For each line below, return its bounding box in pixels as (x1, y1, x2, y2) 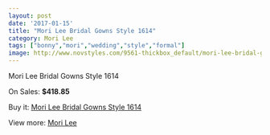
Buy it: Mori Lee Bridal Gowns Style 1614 (8, 102, 142, 112)
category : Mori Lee (8, 34, 74, 43)
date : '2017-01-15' (8, 19, 74, 27)
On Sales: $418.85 (8, 87, 70, 96)
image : (8, 49, 31, 57)
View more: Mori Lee (8, 118, 78, 127)
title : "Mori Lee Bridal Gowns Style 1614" (8, 27, 157, 35)
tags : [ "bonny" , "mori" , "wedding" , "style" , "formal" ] (8, 42, 185, 50)
